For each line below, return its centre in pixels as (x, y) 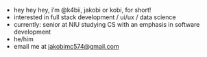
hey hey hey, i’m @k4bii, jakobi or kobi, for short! (82, 10)
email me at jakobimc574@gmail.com (66, 46)
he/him (24, 39)
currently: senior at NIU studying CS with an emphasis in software (107, 24)
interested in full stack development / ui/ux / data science (95, 17)
